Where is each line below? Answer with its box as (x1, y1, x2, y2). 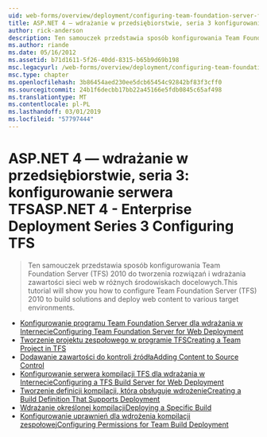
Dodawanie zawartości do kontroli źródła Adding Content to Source (19, 352, 239, 361)
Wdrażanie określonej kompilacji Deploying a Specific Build (19, 403, 212, 412)
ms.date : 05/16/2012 (8, 49, 77, 57)
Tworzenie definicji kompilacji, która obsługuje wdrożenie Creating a (19, 385, 242, 395)
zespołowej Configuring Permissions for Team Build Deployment (19, 419, 229, 429)
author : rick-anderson (8, 26, 83, 34)
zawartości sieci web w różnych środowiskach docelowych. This (27, 277, 238, 287)
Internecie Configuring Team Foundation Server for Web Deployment (19, 326, 244, 336)
